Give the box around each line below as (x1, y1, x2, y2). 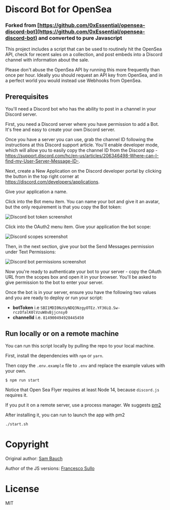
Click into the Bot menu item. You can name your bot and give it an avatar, (5, 199, 160, 205)
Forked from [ (5, 22, 40, 29)
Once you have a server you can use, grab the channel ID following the (5, 137, 154, 143)
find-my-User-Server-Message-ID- (5, 158, 79, 164)
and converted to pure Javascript (38, 35, 122, 42)
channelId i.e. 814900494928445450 (12, 314, 84, 320)
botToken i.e (12, 305, 40, 311)
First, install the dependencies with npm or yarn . (5, 353, 104, 359)
